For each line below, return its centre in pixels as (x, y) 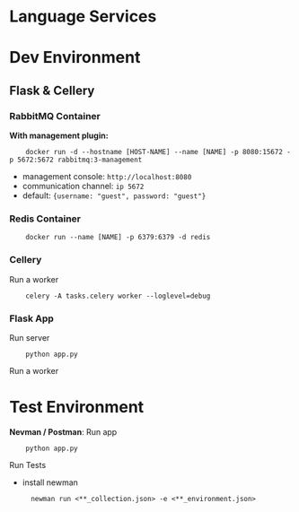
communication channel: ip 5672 (83, 187)
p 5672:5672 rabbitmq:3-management (76, 160)
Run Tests (28, 464)
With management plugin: (59, 135)
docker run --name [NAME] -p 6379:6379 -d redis (118, 238)
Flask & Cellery (52, 90)
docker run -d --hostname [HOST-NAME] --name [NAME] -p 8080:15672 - (158, 152)
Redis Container (45, 219)
